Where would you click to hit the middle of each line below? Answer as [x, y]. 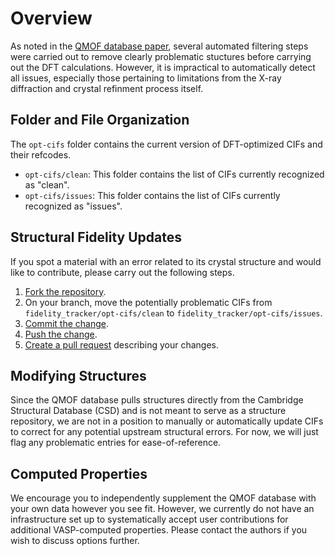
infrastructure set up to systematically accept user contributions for [149, 519]
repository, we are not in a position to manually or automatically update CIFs [167, 421]
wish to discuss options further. [75, 541]
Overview [51, 18]
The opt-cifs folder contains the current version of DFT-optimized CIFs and [166, 144]
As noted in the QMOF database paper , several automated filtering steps [159, 46]
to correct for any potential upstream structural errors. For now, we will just [164, 432]
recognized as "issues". [73, 206]
